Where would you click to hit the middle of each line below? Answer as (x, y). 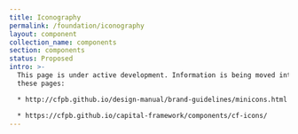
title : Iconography (45, 17)
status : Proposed (41, 59)
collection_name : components (63, 42)
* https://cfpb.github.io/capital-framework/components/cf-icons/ (142, 115)
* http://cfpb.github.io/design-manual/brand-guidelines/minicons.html (153, 99)
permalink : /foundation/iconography (77, 26)
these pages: (41, 83)
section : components (47, 51)
